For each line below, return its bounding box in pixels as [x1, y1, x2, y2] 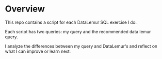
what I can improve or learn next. [5, 48, 71, 54]
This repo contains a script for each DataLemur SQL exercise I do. [5, 19, 137, 25]
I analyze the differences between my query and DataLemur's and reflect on [5, 43, 158, 49]
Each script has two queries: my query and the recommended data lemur [5, 29, 151, 34]
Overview [5, 3, 45, 15]
